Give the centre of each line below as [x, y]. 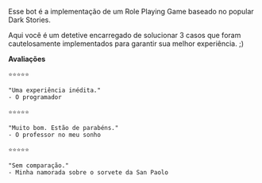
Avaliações [27, 59]
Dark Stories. [30, 20]
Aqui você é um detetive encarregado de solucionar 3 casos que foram [125, 35]
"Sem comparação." [39, 166]
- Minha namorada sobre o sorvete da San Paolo [89, 173]
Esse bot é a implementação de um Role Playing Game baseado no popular [131, 11]
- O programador [35, 97]
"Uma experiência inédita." [55, 90]
